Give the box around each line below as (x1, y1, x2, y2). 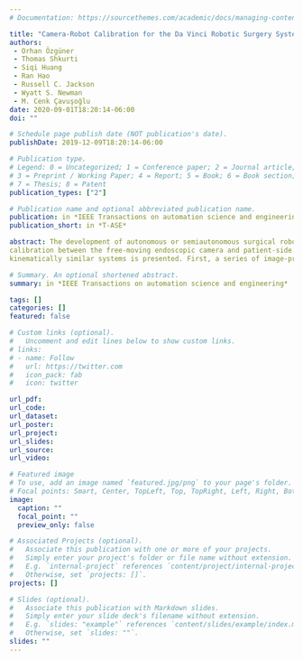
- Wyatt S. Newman (13, 88, 83, 98)
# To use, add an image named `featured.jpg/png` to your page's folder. (9, 479, 293, 488)
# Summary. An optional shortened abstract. (9, 270, 179, 280)
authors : (9, 38, 42, 47)
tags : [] (9, 295, 42, 304)
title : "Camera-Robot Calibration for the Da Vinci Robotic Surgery (9, 29, 272, 39)
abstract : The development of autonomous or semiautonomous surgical (9, 237, 277, 246)
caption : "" (17, 503, 63, 513)
